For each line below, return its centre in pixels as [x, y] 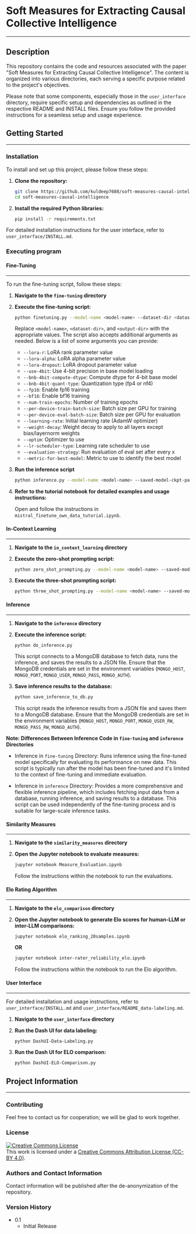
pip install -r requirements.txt [55, 219]
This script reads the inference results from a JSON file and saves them [100, 708]
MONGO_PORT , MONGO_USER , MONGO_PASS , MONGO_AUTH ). [73, 675]
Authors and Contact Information [54, 1173]
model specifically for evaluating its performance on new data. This [95, 762]
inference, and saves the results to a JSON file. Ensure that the [90, 663]
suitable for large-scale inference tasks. [62, 811]
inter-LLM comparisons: [44, 926]
